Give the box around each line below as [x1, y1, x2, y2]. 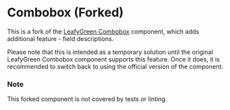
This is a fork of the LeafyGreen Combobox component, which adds [7, 27, 200, 36]
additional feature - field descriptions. [7, 34, 114, 42]
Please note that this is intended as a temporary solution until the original [7, 48, 214, 56]
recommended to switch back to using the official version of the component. [7, 62, 224, 70]
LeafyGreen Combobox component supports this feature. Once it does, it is [7, 55, 220, 63]
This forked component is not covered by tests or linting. [7, 95, 168, 103]
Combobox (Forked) [7, 5, 124, 20]
